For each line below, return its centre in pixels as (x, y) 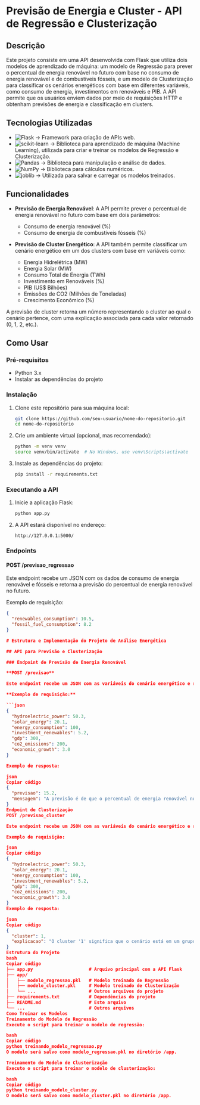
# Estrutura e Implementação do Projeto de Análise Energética (86, 641)
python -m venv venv (40, 446)
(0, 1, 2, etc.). (22, 324)
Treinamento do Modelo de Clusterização (57, 1063)
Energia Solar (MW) (48, 268)
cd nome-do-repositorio (44, 424)
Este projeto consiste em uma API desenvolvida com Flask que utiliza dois (97, 60)
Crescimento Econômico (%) (59, 300)
